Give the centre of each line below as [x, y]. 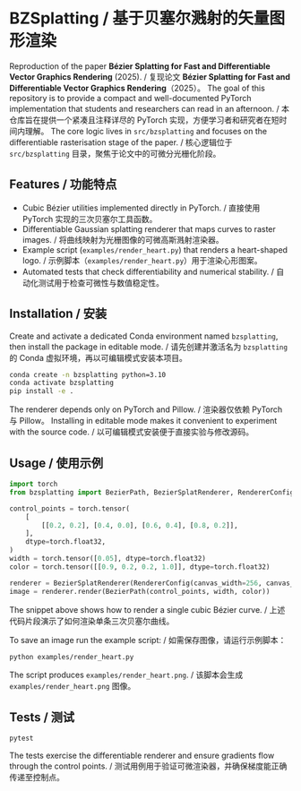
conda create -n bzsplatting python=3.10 [88, 374]
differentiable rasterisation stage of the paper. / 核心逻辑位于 [121, 142]
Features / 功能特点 [63, 185]
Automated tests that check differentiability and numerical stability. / [148, 271]
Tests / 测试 [42, 717]
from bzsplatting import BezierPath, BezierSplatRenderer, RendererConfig [152, 492]
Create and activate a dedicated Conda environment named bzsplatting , [144, 336]
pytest [21, 739]
